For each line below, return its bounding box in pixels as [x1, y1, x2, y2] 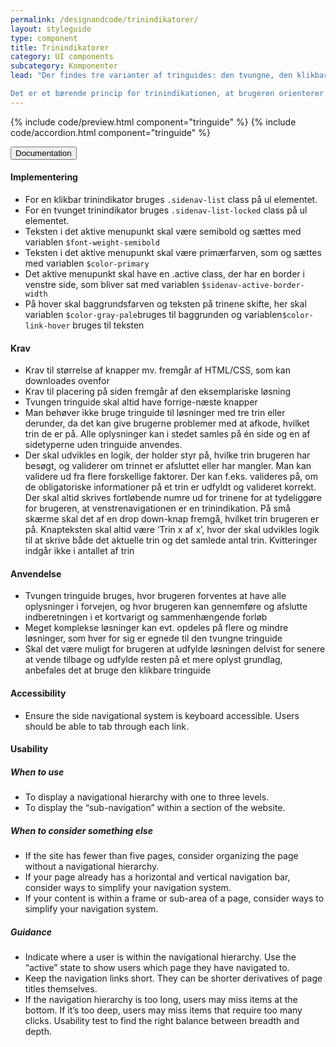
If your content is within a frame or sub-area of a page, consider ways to [24, 892, 325, 905]
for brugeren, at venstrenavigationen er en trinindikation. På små [24, 502, 292, 515]
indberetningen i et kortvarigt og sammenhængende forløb [24, 611, 268, 623]
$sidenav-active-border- [201, 280, 305, 290]
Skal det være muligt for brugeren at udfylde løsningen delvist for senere [24, 643, 326, 655]
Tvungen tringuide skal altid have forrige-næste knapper [24, 396, 258, 408]
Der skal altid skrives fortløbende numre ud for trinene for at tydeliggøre [24, 492, 322, 504]
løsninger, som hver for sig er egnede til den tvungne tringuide [24, 632, 283, 645]
